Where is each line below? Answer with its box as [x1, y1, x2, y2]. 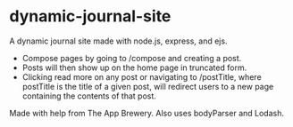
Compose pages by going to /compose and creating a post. [21, 52, 242, 63]
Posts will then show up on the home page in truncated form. [21, 62, 247, 73]
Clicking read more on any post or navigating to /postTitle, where [21, 71, 262, 82]
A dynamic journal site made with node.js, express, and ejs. [9, 36, 228, 46]
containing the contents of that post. [21, 91, 156, 101]
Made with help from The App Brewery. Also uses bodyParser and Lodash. [9, 107, 284, 118]
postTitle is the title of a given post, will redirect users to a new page [21, 81, 274, 91]
